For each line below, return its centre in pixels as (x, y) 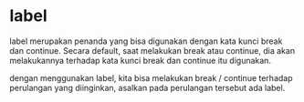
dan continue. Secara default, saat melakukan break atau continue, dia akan (152, 50)
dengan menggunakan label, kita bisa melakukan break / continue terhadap (152, 77)
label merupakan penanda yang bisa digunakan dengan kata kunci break (146, 41)
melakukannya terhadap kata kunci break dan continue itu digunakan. (141, 60)
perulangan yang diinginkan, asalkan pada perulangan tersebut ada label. (147, 87)
